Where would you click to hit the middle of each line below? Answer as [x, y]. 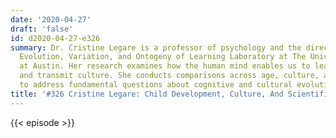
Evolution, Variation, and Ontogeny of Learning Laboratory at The [163, 57]
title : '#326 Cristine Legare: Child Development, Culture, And [147, 94]
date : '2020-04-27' [51, 19]
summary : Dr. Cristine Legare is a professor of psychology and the [156, 47]
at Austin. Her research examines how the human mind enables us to [165, 66]
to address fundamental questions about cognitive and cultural [156, 85]
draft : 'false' [42, 29]
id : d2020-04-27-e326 [55, 38]
